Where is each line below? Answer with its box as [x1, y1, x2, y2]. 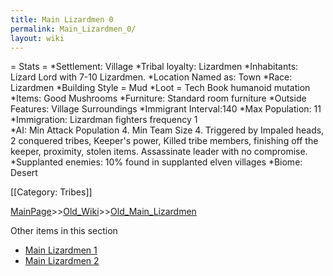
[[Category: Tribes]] [10, 186, 93, 198]
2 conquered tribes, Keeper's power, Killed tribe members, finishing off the [10, 135, 319, 147]
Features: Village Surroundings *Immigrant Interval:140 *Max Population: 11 [10, 103, 322, 115]
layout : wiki [10, 33, 65, 43]
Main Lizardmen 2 [24, 255, 100, 267]
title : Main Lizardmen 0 [10, 14, 114, 25]
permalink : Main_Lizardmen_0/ [10, 24, 137, 34]
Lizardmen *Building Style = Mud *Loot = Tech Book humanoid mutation [10, 82, 311, 94]
